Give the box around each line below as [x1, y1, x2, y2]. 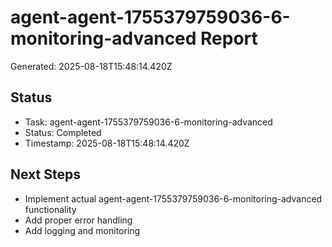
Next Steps [10, 166, 81, 183]
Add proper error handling [24, 214, 133, 226]
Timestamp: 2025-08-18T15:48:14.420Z [24, 137, 190, 149]
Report [200, 27, 258, 50]
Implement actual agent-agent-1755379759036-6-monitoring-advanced [24, 192, 323, 205]
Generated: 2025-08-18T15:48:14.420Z [10, 60, 173, 72]
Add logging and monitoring [24, 224, 141, 236]
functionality [24, 203, 77, 215]
